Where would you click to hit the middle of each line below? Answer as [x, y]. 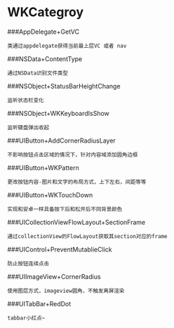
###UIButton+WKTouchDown [50, 195]
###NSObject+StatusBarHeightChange [64, 86]
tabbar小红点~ [26, 318]
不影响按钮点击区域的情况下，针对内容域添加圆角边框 [73, 155]
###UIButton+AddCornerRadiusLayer [61, 140]
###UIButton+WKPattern [43, 168]
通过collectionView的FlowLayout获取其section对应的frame [87, 236]
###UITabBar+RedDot [39, 303]
